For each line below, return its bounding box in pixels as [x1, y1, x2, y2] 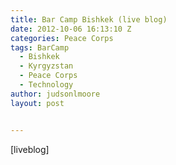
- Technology [19, 80, 74, 90]
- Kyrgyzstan [19, 61, 74, 71]
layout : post [10, 98, 65, 108]
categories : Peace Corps [10, 33, 114, 43]
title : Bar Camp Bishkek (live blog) [10, 14, 168, 25]
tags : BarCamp [10, 42, 70, 53]
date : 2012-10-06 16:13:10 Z [10, 24, 132, 34]
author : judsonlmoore [10, 89, 101, 99]
